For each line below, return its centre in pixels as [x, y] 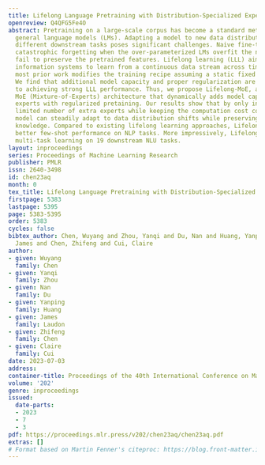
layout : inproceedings [45, 148]
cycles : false [32, 229]
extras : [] [26, 442]
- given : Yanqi [33, 273]
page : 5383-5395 [35, 214]
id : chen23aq [30, 178]
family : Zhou [37, 280]
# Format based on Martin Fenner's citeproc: [84, 449]
